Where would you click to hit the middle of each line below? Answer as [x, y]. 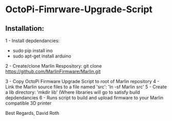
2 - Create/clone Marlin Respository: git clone [54, 66]
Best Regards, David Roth [32, 113]
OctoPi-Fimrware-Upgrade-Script [79, 9]
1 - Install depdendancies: [33, 41]
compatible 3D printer [28, 103]
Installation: [25, 28]
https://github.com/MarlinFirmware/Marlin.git [53, 71]
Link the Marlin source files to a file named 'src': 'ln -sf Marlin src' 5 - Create [86, 87]
